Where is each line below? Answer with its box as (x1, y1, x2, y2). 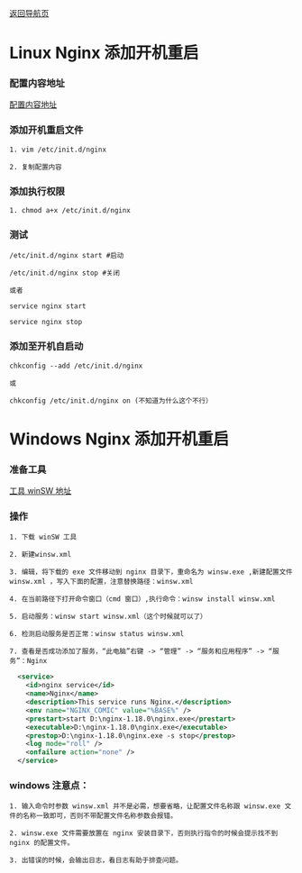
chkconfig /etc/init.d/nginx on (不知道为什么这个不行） (9, 396, 213, 405)
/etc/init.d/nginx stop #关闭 (9, 268, 120, 277)
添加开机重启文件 (9, 124, 84, 137)
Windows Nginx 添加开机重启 (9, 429, 230, 449)
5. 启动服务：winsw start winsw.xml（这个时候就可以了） (9, 612, 207, 622)
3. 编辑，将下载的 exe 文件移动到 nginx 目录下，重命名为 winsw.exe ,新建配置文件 (9, 568, 293, 577)
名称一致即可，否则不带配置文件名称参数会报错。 (22, 812, 178, 821)
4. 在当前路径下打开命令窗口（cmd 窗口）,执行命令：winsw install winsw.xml (9, 595, 276, 604)
